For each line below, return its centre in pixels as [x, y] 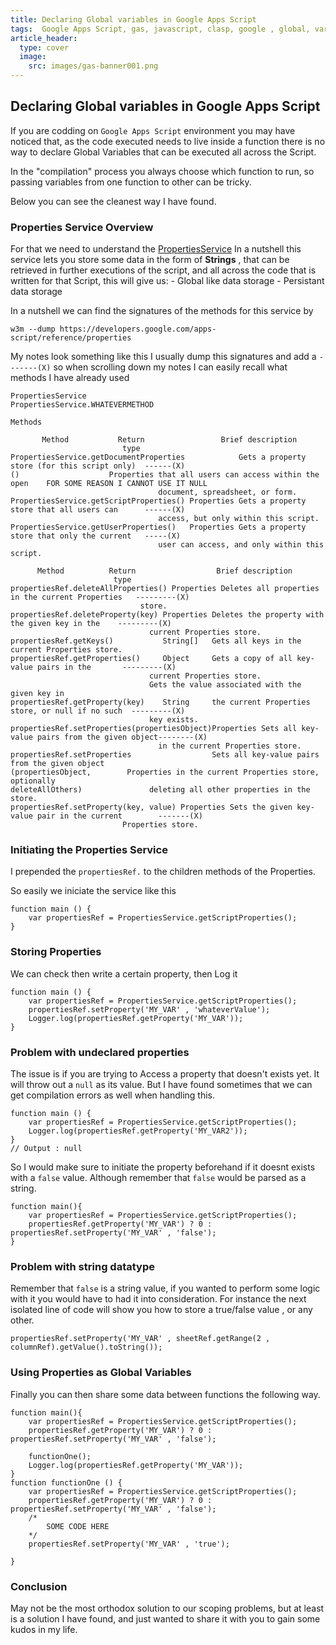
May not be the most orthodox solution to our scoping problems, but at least [167, 1608]
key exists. [173, 720]
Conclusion [39, 1586]
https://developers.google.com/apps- [138, 329]
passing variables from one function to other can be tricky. [131, 182]
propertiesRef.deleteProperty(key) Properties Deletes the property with [167, 615]
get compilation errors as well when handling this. [113, 1095]
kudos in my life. [44, 1629]
